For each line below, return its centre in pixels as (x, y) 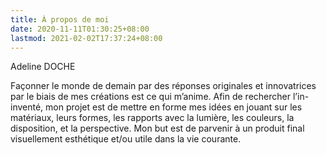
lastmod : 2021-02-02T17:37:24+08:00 (86, 38)
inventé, (27, 107)
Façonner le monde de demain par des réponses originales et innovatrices (163, 86)
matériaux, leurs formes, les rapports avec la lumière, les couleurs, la (152, 118)
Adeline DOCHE (43, 67)
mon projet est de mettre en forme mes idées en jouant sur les (174, 107)
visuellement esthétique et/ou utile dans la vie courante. (126, 139)
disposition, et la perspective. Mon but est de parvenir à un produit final (157, 128)
